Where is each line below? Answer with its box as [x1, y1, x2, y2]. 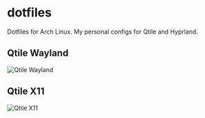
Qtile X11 [7, 86, 45, 97]
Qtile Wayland [7, 47, 69, 59]
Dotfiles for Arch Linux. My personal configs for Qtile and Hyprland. [7, 27, 198, 36]
